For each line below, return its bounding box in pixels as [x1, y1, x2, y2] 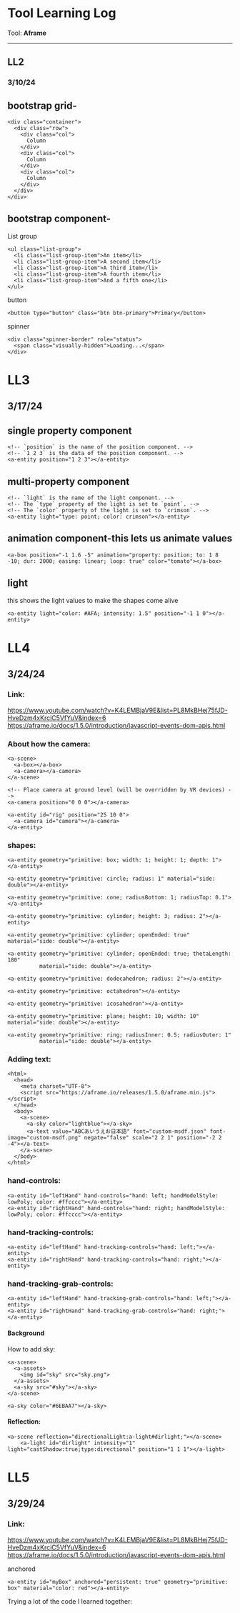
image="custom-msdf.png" [7, 1134, 81, 1142]
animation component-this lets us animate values [7, 532, 233, 544]
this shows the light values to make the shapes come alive [7, 596, 179, 604]
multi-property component [7, 475, 130, 487]
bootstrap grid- [7, 99, 77, 111]
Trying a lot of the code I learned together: [7, 1597, 133, 1605]
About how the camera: [7, 739, 91, 749]
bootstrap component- [7, 213, 111, 225]
